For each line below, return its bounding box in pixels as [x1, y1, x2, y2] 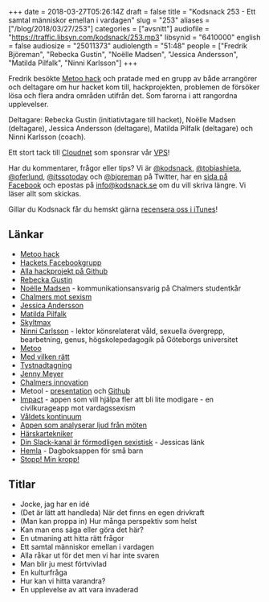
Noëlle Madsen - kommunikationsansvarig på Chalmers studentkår [19, 283, 242, 293]
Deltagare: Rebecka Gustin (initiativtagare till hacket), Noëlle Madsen [8, 115, 236, 124]
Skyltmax [19, 317, 51, 327]
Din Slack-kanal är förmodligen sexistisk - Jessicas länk [19, 437, 205, 447]
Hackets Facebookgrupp [19, 258, 102, 267]
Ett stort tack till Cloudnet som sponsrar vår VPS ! [8, 148, 170, 157]
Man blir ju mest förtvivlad [19, 559, 107, 568]
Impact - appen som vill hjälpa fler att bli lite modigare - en [19, 394, 214, 404]
